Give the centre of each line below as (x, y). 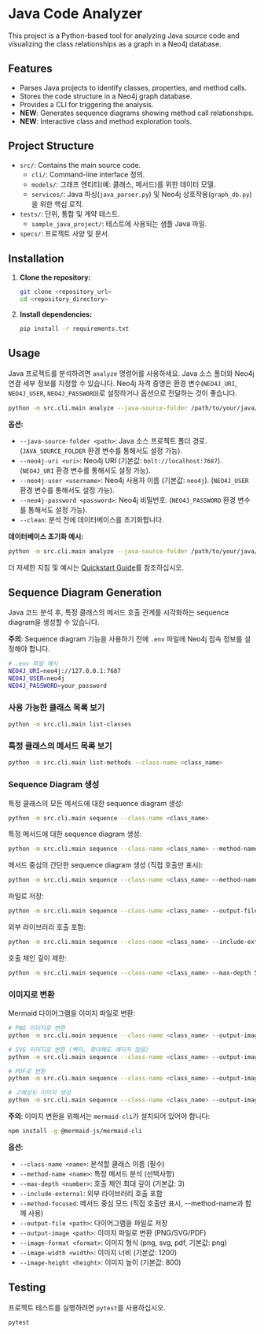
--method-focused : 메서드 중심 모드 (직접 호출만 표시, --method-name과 (131, 1203)
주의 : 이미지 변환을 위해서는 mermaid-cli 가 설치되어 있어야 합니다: (109, 1117)
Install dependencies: (56, 314)
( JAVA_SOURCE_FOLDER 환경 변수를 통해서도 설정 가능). (101, 451)
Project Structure (51, 146)
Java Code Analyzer (75, 14)
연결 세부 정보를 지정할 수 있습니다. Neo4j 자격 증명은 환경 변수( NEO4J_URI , (123, 383)
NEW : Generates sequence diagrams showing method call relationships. (137, 113)
